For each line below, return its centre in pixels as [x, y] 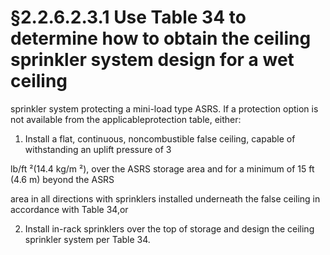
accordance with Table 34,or [69, 209]
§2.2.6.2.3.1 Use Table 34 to [128, 17]
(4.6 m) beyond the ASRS [62, 179]
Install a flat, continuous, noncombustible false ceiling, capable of [160, 138]
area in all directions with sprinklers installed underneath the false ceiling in [165, 198]
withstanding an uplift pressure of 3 [98, 149]
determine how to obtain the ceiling [161, 38]
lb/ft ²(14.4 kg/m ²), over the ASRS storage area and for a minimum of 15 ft [162, 168]
